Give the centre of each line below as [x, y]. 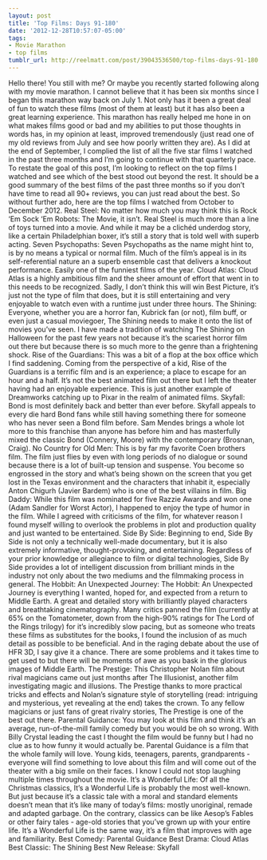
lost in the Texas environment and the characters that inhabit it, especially [130, 482]
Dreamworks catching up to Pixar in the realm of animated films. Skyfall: [127, 397]
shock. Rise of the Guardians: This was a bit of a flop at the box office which [133, 354]
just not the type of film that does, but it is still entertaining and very [120, 295]
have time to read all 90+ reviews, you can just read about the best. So [124, 193]
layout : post [30, 16]
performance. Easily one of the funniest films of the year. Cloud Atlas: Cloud [133, 269]
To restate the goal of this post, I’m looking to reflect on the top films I [122, 168]
